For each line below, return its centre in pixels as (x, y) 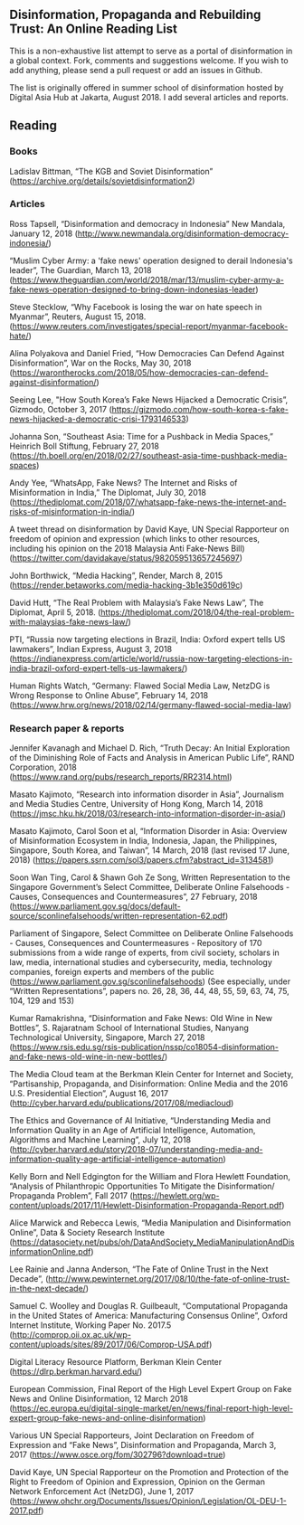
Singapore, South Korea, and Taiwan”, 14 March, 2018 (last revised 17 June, (150, 850)
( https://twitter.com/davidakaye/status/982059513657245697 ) (126, 558)
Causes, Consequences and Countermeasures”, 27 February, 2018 (133, 897)
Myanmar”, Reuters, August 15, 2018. (78, 317)
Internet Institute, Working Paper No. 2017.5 (90, 1325)
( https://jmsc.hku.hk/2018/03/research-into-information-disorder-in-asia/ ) (148, 814)
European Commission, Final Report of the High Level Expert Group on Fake (151, 1389)
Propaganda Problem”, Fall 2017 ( (71, 1196)
